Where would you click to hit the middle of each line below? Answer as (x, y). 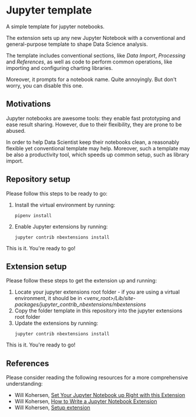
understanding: (24, 384)
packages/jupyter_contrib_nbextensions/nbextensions (80, 305)
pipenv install (33, 216)
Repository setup (38, 179)
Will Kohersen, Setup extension (53, 408)
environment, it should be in (48, 298)
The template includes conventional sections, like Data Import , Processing (96, 55)
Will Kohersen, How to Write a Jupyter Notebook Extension (86, 401)
